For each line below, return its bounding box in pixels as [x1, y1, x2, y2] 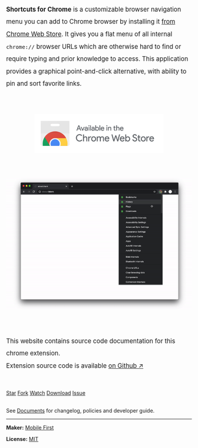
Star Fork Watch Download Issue [6, 390, 85, 397]
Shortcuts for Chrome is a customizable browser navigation [6, 5, 181, 14]
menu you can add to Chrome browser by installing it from [6, 18, 176, 26]
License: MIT [6, 436, 39, 443]
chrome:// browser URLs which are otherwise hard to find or [6, 42, 181, 51]
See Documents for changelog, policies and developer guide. [6, 407, 155, 414]
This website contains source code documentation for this [6, 336, 176, 345]
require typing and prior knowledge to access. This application [6, 55, 189, 63]
